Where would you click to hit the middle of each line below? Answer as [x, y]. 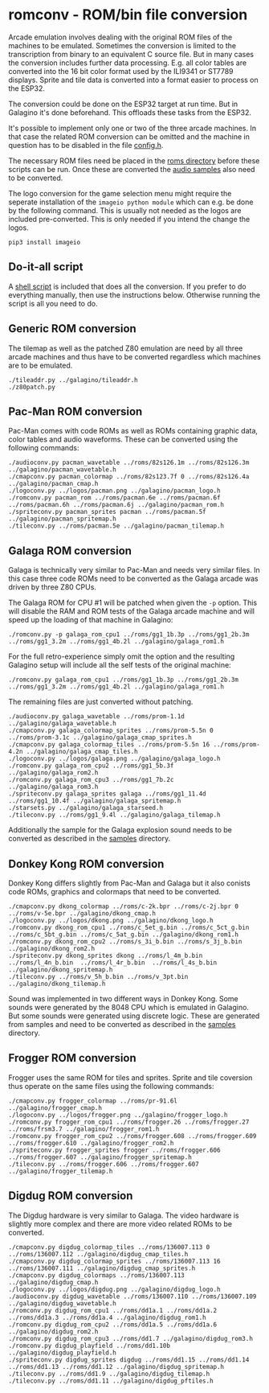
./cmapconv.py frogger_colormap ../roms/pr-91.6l [93, 1101]
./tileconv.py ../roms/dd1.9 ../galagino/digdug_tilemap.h [109, 1374]
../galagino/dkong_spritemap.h [61, 970]
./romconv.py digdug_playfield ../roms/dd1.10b [90, 1346]
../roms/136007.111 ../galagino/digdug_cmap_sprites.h [102, 1268]
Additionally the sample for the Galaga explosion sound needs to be [120, 830]
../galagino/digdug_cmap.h [53, 1282]
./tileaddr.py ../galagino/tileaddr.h [73, 380]
